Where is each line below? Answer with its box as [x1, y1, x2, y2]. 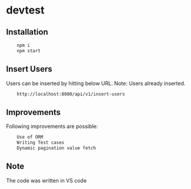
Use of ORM [17, 134, 44, 140]
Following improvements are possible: [6, 123, 98, 130]
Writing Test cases [17, 140, 65, 146]
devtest [6, 4, 45, 17]
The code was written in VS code [6, 177, 87, 184]
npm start [17, 48, 41, 53]
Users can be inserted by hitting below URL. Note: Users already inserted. [6, 80, 186, 87]
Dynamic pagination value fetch [17, 145, 96, 151]
